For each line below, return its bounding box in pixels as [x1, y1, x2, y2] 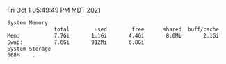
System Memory [7, 19, 49, 26]
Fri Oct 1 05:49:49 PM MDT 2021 [7, 6, 101, 14]
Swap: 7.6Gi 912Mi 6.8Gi [7, 38, 145, 46]
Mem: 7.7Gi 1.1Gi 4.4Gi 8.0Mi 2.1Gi [7, 32, 219, 39]
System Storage [7, 45, 51, 52]
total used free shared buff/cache [54, 26, 219, 33]
